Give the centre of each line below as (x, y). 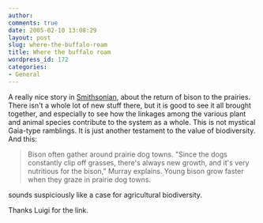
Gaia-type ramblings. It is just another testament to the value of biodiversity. (132, 130)
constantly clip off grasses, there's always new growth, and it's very (138, 162)
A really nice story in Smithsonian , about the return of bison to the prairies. (130, 96)
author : (21, 15)
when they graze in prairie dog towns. (89, 180)
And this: (23, 138)
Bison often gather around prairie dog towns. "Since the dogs (127, 154)
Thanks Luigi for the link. (49, 210)
